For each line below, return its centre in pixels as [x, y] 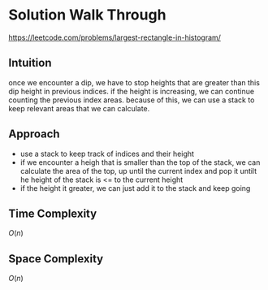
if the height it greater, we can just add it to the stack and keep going [135, 188]
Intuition [30, 63]
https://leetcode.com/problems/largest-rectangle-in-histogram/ [115, 37]
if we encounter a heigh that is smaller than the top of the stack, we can [140, 162]
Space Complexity [56, 259]
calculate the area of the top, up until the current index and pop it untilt [138, 171]
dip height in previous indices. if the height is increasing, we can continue [131, 91]
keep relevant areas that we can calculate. [79, 108]
